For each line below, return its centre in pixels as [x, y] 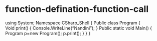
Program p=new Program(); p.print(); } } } [48, 33]
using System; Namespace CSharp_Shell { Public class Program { [73, 23]
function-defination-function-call [77, 9]
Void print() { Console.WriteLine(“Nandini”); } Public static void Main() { [78, 28]
